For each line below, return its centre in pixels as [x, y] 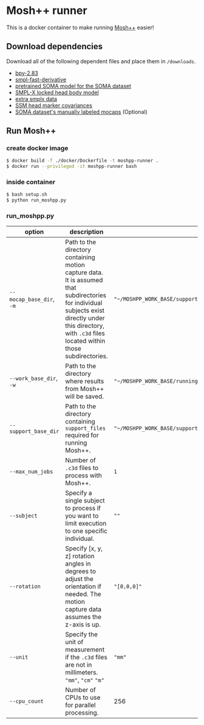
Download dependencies [55, 47]
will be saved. [84, 396]
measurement [85, 650]
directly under [85, 318]
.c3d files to [82, 468]
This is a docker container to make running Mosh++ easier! [80, 27]
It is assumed [84, 280]
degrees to [80, 571]
